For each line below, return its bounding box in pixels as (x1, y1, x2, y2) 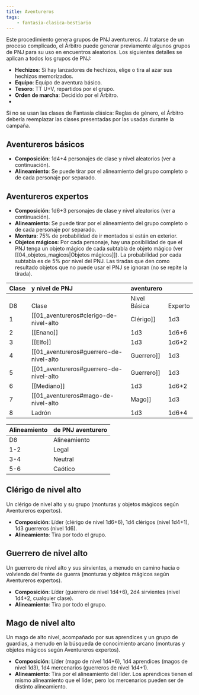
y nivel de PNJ (31, 285, 73, 292)
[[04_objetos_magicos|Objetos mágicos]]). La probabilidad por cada (14, 251, 182, 258)
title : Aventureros (6, 8, 54, 15)
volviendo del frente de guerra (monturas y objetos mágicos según (6, 570, 169, 577)
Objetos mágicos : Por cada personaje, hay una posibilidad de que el (14, 239, 182, 245)
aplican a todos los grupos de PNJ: (6, 55, 92, 62)
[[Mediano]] (31, 382, 65, 390)
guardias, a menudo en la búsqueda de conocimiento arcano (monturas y (6, 640, 185, 647)
